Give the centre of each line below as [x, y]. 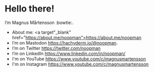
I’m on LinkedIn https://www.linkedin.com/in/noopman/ [69, 53]
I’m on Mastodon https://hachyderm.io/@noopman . [65, 42]
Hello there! [30, 9]
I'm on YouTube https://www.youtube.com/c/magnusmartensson [79, 58]
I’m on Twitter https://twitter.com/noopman [56, 48]
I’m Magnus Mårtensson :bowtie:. [39, 22]
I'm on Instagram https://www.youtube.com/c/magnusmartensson [80, 64]
